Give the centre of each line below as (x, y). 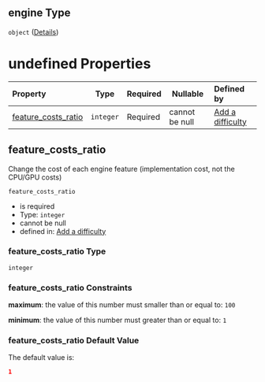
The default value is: (41, 358)
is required (37, 206)
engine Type (39, 13)
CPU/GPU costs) (35, 177)
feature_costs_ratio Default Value (74, 340)
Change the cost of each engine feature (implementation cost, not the (121, 169)
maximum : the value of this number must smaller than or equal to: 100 (122, 305)
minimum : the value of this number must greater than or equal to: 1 (118, 320)
